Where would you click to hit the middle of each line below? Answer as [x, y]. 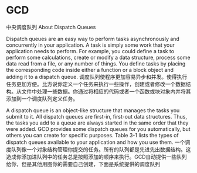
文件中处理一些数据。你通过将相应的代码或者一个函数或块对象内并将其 [106, 91]
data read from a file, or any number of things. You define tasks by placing [96, 63]
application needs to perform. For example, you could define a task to [90, 51]
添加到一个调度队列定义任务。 [42, 98]
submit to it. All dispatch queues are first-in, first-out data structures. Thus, [97, 116]
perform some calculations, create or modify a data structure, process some [98, 57]
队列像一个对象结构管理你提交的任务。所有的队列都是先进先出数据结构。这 [101, 149]
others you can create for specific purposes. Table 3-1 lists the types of [92, 135]
